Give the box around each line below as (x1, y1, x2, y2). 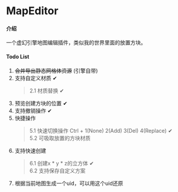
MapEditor (6, 4, 59, 18)
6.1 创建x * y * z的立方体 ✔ (29, 159, 94, 167)
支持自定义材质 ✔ (14, 74, 57, 81)
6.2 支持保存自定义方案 (29, 167, 86, 174)
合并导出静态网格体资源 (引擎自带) (14, 67, 98, 74)
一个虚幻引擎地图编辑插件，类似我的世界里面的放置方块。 (6, 39, 146, 46)
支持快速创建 (14, 147, 46, 154)
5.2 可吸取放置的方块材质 (29, 135, 91, 142)
